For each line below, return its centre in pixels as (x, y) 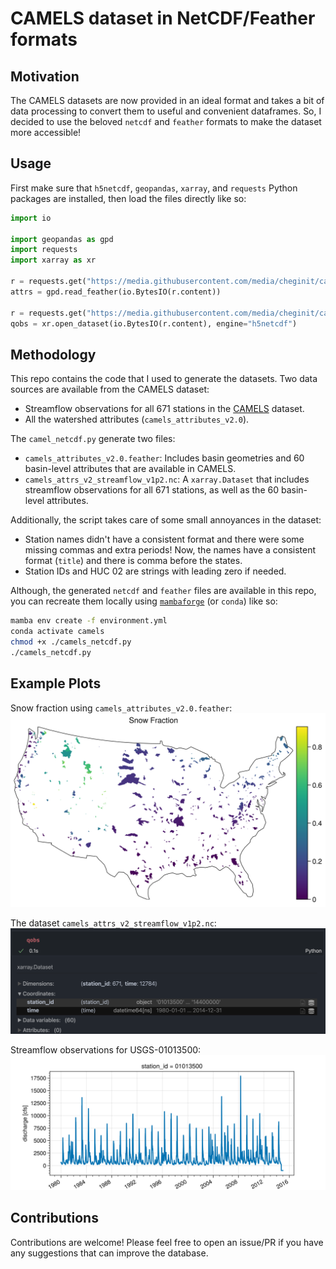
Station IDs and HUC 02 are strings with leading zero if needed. (155, 571)
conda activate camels (57, 632)
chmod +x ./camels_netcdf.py (71, 642)
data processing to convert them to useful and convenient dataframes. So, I (166, 111)
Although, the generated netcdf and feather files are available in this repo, (163, 591)
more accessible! (46, 132)
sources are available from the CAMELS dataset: (110, 389)
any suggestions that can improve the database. (109, 1253)
